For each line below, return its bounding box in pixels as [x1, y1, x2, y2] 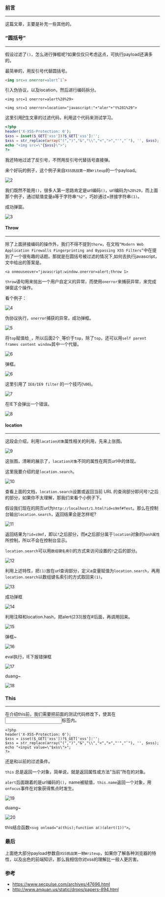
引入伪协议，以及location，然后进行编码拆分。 [5, 87, 99, 93]
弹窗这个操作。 [5, 284, 35, 290]
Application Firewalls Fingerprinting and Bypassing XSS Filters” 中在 [5, 247, 153, 253]
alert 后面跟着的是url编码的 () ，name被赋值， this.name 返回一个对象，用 [5, 780, 152, 785]
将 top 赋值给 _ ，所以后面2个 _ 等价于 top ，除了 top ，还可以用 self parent [5, 335, 147, 341]
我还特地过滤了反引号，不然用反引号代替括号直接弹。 [5, 157, 113, 163]
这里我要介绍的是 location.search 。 [5, 469, 77, 475]
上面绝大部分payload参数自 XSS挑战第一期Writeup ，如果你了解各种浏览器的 [5, 850, 152, 856]
